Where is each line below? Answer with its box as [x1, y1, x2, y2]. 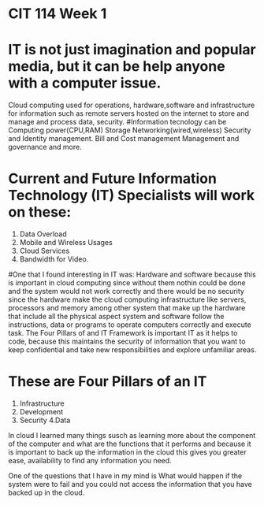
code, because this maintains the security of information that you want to [8, 336, 246, 347]
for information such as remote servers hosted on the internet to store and [8, 109, 250, 118]
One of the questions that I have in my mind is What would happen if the [8, 471, 243, 481]
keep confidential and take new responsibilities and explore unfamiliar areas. [8, 345, 257, 355]
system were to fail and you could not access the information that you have [8, 480, 252, 488]
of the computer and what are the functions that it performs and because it [8, 439, 251, 448]
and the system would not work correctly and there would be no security [8, 287, 244, 296]
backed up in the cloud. [8, 488, 85, 497]
